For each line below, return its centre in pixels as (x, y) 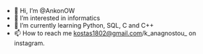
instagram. (29, 43)
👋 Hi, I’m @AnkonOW (44, 11)
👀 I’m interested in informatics (57, 18)
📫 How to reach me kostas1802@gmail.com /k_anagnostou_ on (105, 33)
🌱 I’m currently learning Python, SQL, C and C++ (84, 25)
